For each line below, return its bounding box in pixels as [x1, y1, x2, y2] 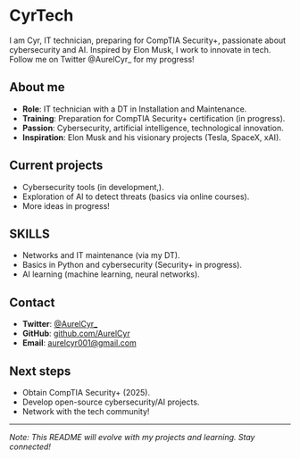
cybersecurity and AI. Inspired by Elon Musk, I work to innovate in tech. [9, 44, 271, 54]
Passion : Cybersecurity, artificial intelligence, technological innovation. [21, 122, 284, 133]
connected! [9, 441, 52, 452]
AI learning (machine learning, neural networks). [21, 269, 201, 280]
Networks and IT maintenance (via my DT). [21, 250, 180, 261]
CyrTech [9, 5, 74, 26]
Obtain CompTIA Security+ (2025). [21, 388, 150, 397]
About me [9, 79, 65, 95]
